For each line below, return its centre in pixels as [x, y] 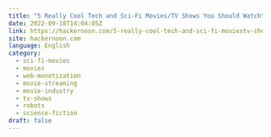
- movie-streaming [47, 83]
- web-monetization [48, 76]
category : [25, 53]
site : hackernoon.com [45, 38]
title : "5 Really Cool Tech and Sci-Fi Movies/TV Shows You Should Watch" [137, 16]
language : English [39, 46]
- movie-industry [45, 91]
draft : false [30, 121]
